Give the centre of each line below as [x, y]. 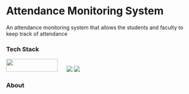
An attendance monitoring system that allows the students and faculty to [95, 27]
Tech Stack [23, 49]
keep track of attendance [37, 33]
